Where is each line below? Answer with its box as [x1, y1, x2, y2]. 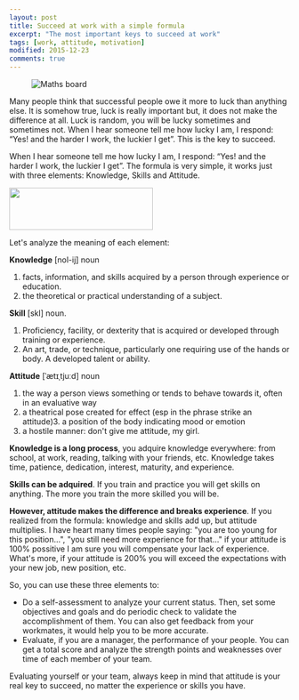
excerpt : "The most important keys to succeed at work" [9, 29, 221, 38]
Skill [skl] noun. [9, 308, 67, 318]
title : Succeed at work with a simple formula [9, 21, 185, 30]
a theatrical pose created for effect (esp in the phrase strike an [21, 406, 253, 417]
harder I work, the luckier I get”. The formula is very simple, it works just [9, 161, 273, 171]
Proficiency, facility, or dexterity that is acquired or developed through [21, 326, 279, 335]
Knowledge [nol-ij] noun [9, 254, 100, 265]
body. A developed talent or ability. [21, 353, 150, 364]
